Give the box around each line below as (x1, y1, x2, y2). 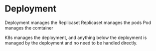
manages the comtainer (4, 24, 53, 30)
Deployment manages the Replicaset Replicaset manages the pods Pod (4, 19, 152, 25)
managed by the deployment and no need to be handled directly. (4, 39, 138, 45)
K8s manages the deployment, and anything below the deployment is (4, 34, 147, 40)
